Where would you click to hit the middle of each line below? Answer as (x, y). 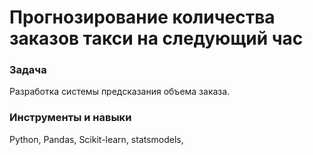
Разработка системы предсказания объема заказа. (120, 92)
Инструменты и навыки (70, 118)
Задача (28, 70)
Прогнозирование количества (142, 17)
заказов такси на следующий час (156, 38)
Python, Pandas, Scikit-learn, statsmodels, (96, 139)
